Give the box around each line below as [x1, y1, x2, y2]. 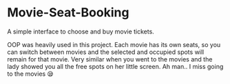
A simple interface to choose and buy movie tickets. [7, 27, 155, 36]
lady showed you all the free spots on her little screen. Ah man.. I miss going [7, 62, 224, 70]
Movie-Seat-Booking [7, 5, 129, 20]
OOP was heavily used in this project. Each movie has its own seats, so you [7, 40, 221, 48]
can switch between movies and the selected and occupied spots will [7, 48, 205, 56]
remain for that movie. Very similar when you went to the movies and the [7, 55, 213, 63]
